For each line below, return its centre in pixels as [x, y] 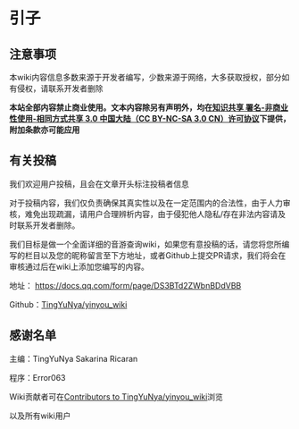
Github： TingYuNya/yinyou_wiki [68, 304]
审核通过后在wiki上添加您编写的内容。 [79, 266]
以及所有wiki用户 [40, 416]
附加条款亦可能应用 [45, 130]
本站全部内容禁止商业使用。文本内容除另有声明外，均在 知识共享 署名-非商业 [149, 107]
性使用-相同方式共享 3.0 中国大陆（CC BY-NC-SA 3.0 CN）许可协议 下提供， [150, 118]
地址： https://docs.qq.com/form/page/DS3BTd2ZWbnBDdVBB [125, 285]
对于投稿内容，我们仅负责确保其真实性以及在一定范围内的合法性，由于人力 [146, 203]
